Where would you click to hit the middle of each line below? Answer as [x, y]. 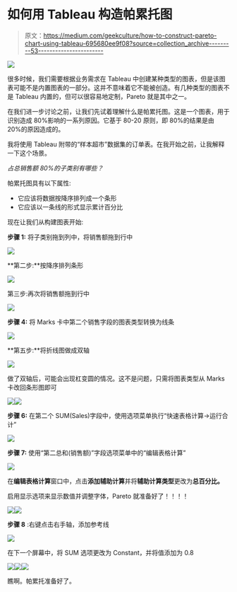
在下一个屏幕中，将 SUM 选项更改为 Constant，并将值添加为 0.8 [101, 552]
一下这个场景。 [29, 153]
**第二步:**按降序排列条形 [45, 265]
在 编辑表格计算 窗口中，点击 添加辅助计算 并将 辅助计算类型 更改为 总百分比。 [115, 481]
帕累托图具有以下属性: [39, 183]
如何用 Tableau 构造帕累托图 [90, 14]
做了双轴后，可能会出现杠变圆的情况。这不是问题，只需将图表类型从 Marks [116, 378]
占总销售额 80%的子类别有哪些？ [55, 168]
